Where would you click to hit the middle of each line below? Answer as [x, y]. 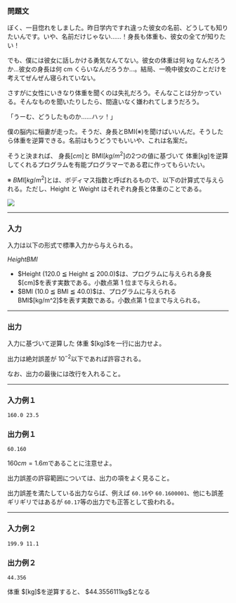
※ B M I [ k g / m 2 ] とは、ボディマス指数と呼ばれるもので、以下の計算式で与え [113, 179]
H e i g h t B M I [22, 259]
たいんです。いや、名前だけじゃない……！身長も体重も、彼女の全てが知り [113, 37]
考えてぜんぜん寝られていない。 [53, 78]
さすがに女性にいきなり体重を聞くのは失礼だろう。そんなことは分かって [111, 93]
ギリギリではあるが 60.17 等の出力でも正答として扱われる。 [93, 502]
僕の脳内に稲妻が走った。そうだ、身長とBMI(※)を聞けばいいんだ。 [103, 132]
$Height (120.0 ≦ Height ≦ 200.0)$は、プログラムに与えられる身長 [114, 273]
